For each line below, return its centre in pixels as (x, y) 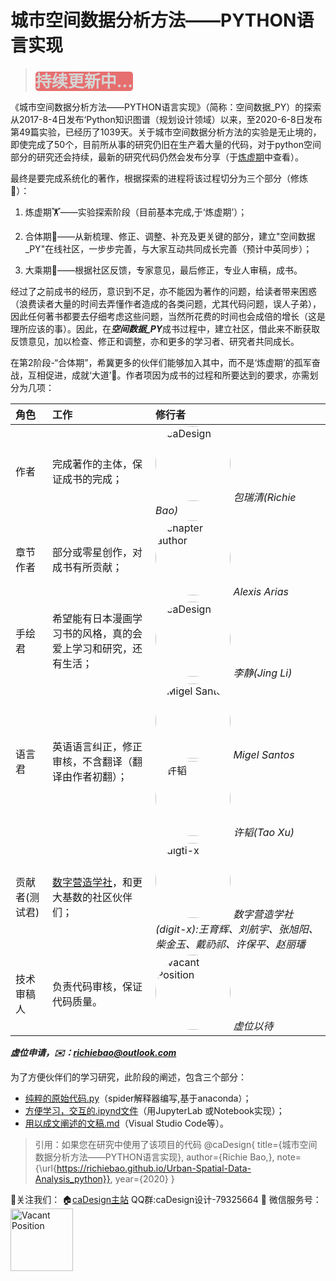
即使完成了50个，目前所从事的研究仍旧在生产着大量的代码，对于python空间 (166, 144)
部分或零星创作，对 (97, 552)
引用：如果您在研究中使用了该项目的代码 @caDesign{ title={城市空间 (176, 1144)
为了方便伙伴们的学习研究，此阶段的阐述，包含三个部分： (128, 1077)
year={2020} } (144, 1178)
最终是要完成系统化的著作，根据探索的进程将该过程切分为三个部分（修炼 (159, 178)
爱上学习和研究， (92, 649)
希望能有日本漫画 (92, 619)
